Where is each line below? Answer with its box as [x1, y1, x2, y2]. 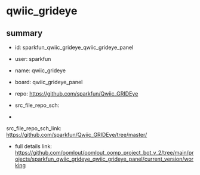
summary [6, 28, 43, 38]
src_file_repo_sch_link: [6, 125, 61, 132]
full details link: [14, 143, 53, 150]
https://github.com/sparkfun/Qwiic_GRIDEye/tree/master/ [6, 131, 147, 138]
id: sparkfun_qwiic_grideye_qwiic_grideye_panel [14, 44, 134, 51]
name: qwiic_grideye [14, 67, 66, 74]
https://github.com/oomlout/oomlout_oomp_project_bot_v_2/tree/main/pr [14, 149, 194, 156]
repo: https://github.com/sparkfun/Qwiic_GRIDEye [14, 90, 139, 97]
